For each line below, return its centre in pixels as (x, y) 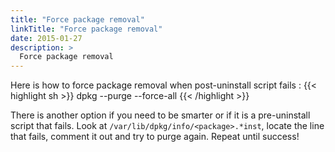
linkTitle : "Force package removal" (86, 29)
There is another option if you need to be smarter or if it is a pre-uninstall (160, 115)
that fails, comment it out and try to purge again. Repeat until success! (155, 137)
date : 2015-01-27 (46, 38)
